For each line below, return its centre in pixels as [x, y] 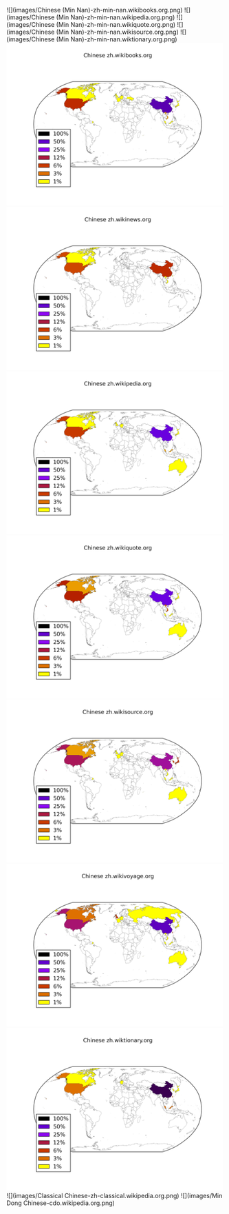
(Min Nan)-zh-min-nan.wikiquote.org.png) [116, 24]
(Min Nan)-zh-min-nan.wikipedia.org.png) [116, 17]
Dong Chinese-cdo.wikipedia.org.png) [61, 1203]
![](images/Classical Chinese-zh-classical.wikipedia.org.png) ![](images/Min [115, 1196]
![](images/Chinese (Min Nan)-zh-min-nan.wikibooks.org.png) [95, 10]
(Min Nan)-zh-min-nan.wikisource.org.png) [118, 32]
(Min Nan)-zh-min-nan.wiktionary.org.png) [117, 39]
